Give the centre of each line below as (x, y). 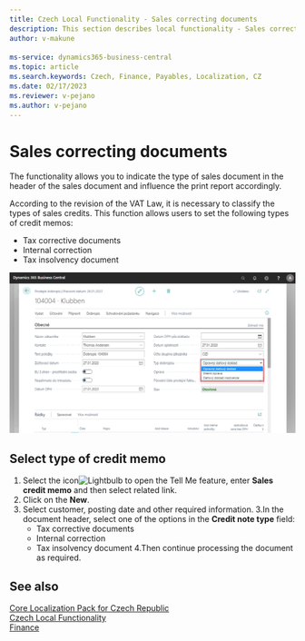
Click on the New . (56, 500)
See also (34, 586)
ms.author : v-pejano (49, 105)
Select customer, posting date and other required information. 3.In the (153, 509)
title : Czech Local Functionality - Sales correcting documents (133, 19)
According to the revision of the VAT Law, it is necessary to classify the (142, 203)
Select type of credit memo (88, 459)
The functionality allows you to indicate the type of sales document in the (147, 176)
